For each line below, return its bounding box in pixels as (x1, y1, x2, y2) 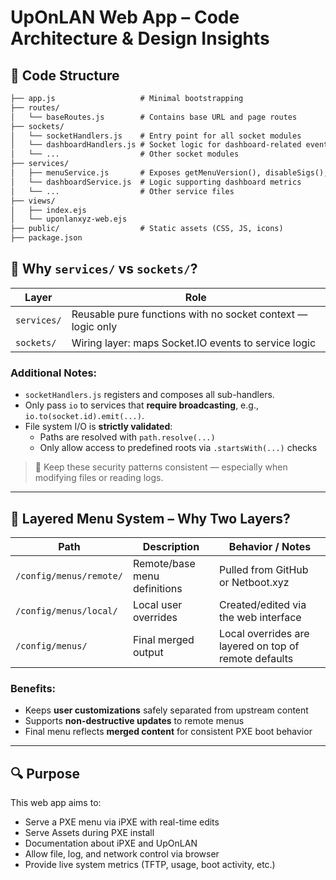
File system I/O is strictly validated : (24, 421, 173, 433)
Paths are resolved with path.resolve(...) (39, 431, 216, 443)
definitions (132, 581, 183, 595)
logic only (71, 319, 118, 333)
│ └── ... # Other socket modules (10, 149, 240, 160)
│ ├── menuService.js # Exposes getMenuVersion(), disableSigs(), (10, 168, 329, 178)
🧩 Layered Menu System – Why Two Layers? (10, 510, 291, 527)
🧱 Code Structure (10, 67, 120, 84)
